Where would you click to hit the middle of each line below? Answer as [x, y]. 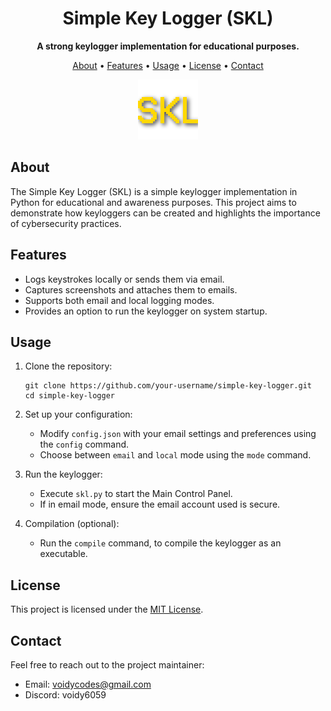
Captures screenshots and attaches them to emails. [131, 289]
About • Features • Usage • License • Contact [168, 65]
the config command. [84, 444]
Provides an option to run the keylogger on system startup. [146, 311]
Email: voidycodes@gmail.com [88, 684]
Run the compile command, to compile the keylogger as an [160, 543]
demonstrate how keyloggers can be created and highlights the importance [165, 213]
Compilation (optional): [72, 524]
